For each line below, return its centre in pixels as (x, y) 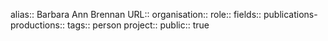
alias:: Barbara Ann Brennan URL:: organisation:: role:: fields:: (136, 14)
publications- (290, 14)
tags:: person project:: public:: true (138, 25)
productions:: (37, 25)
